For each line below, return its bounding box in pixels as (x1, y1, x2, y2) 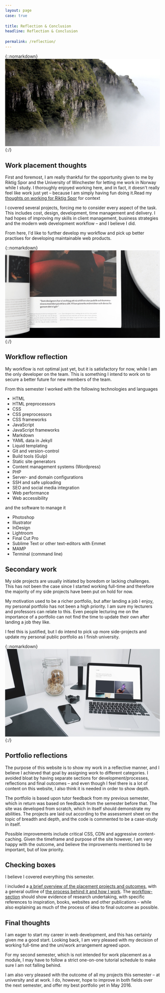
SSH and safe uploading (12, 479, 61, 485)
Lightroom (12, 530, 33, 536)
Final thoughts (5, 919, 51, 927)
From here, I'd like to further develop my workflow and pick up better (5, 230, 145, 236)
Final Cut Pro (12, 535, 39, 541)
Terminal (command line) (12, 551, 63, 557)
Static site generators (12, 458, 56, 464)
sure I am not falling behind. (5, 962, 61, 968)
